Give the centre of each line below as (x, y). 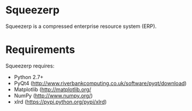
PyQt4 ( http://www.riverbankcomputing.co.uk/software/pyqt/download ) (100, 83)
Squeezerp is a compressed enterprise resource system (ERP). (81, 26)
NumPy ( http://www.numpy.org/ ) (53, 95)
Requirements (40, 50)
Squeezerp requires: (30, 66)
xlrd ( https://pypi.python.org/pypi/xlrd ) (60, 102)
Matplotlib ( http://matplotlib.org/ (53, 89)
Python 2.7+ (29, 77)
